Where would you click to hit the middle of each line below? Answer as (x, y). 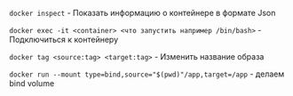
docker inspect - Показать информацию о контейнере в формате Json (143, 13)
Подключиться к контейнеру (64, 40)
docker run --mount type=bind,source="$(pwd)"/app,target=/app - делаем (147, 74)
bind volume (32, 83)
